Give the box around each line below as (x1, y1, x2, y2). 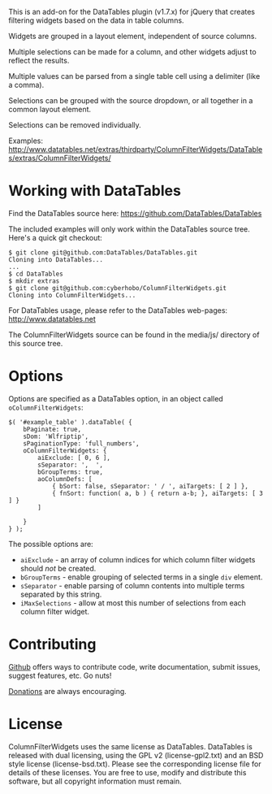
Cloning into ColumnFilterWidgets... (8, 291, 136, 299)
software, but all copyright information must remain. (8, 776, 182, 786)
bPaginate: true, (23, 425, 82, 433)
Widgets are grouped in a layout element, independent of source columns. (8, 32, 257, 41)
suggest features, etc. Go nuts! (8, 670, 112, 680)
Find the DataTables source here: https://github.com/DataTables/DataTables (8, 208, 262, 218)
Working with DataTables (8, 182, 181, 200)
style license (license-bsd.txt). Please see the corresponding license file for (8, 759, 261, 769)
